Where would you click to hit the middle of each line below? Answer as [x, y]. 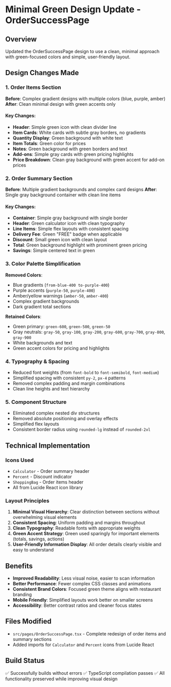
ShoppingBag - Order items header [48, 482]
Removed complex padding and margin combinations [69, 383]
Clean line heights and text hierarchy [51, 388]
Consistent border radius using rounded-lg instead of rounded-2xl [81, 429]
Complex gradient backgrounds [46, 301]
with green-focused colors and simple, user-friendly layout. [68, 57]
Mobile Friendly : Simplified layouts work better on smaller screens [83, 600]
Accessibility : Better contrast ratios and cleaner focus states [77, 605]
